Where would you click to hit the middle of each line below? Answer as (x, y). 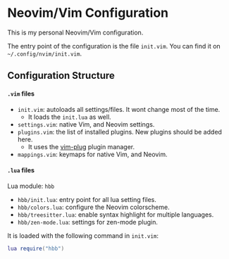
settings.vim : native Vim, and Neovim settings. (86, 124)
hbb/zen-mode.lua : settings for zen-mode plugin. (88, 222)
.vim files (21, 94)
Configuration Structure (61, 76)
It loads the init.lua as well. (69, 117)
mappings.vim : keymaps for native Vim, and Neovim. (92, 154)
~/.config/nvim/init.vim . (45, 53)
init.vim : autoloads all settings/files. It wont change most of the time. (119, 109)
